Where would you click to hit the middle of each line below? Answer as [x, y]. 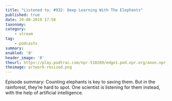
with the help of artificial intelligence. [44, 93]
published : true [23, 15]
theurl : [14, 63]
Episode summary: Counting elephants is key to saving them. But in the [80, 82]
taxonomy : [16, 24]
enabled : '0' [19, 53]
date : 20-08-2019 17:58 [31, 19]
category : [16, 29]
